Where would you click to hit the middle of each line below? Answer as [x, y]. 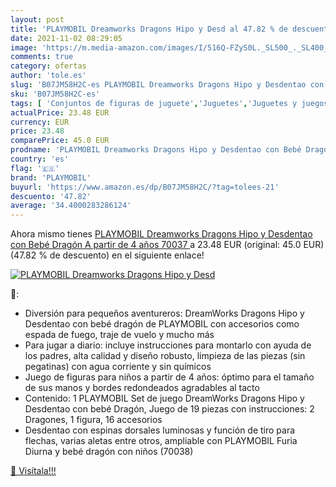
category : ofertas [48, 66]
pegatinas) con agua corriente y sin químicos [118, 367]
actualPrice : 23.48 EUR [60, 112]
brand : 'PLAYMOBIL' [51, 177]
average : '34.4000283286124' [71, 206]
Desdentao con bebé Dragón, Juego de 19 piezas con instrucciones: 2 [169, 409]
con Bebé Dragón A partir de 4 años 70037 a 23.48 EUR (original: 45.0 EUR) [167, 245]
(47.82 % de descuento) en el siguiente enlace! [107, 255]
